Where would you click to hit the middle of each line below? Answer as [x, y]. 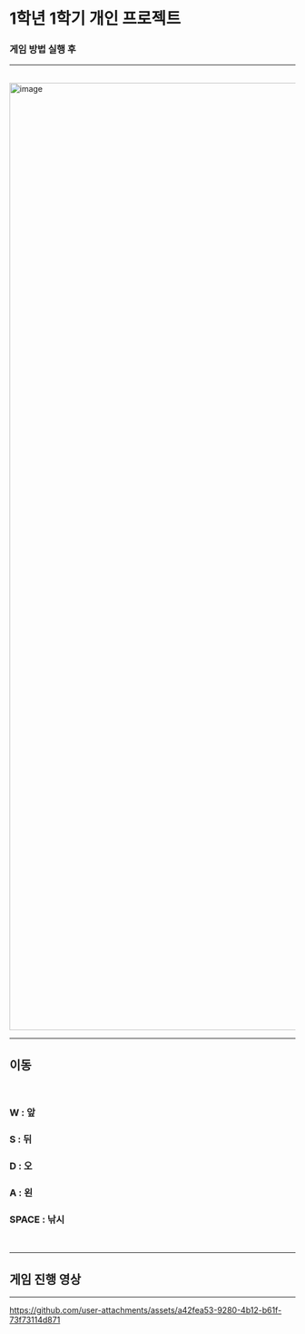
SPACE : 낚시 [37, 1219]
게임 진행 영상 [45, 1279]
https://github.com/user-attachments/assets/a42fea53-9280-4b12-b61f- [146, 1310]
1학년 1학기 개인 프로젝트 [95, 19]
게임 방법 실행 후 [43, 49]
